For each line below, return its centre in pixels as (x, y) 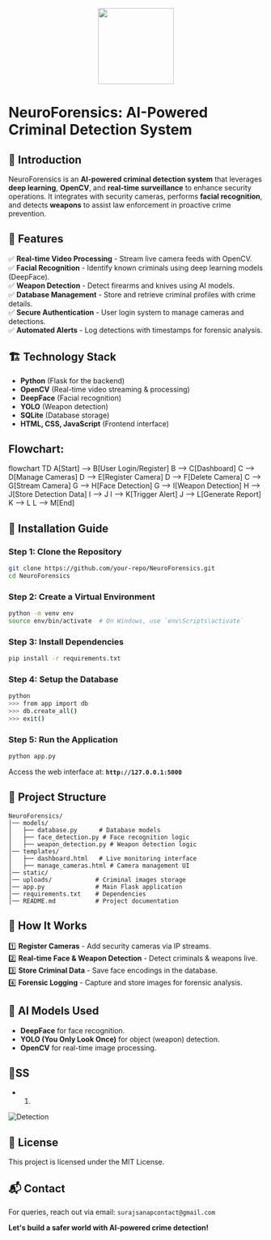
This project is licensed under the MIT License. (87, 1162)
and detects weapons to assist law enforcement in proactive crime (120, 205)
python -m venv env (41, 614)
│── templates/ (34, 851)
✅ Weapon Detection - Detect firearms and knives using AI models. (121, 285)
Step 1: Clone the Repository (65, 551)
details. (21, 303)
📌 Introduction (45, 159)
